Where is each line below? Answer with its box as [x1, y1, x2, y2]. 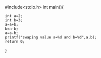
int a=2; [5, 14, 23, 19]
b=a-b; [5, 26, 19, 31]
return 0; [5, 39, 25, 44]
